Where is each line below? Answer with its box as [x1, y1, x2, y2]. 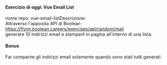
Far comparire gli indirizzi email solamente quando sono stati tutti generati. [5, 54, 162, 60]
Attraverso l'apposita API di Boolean [5, 21, 81, 27]
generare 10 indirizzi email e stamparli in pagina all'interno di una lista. [5, 31, 153, 37]
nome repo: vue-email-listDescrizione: [5, 15, 86, 21]
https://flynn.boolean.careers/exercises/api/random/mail [5, 26, 124, 32]
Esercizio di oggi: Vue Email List [5, 4, 74, 10]
